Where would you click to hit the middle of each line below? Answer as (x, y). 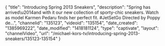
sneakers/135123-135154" (31, 39)
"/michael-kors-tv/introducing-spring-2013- (96, 33)
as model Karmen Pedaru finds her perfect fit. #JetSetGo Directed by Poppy (83, 18)
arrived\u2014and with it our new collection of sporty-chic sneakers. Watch (82, 12)
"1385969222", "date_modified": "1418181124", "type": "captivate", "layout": (82, 28)
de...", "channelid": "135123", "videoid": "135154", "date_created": (72, 23)
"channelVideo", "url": (28, 33)
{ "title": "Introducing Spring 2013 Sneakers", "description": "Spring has (78, 7)
